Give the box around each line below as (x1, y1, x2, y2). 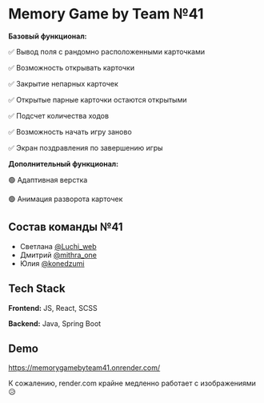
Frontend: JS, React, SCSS (8, 303, 98, 312)
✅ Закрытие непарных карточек (8, 79, 118, 88)
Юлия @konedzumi (19, 258, 85, 268)
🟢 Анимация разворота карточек (8, 194, 123, 204)
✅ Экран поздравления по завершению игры (8, 143, 163, 152)
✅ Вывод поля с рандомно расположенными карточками (8, 46, 206, 56)
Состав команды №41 (8, 220, 123, 234)
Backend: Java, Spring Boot (8, 318, 102, 328)
